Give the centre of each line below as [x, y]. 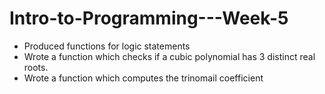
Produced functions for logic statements [107, 46]
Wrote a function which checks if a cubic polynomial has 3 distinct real [169, 56]
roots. [36, 67]
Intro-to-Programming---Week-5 [149, 18]
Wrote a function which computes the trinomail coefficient [143, 78]
